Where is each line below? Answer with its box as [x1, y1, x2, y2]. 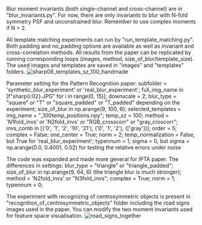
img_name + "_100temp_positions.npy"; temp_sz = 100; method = [6, 112, 169, 119]
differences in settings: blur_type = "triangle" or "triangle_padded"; [6, 162, 174, 169]
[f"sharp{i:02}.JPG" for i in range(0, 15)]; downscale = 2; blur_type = [6, 93, 177, 100]
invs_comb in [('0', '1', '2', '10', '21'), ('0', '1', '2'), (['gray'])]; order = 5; [6, 125, 177, 132]
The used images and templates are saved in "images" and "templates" [6, 62, 184, 69]
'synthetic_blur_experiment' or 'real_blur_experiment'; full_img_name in [6, 86, 184, 93]
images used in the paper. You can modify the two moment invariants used [6, 206, 193, 213]
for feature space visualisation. [6, 212, 83, 219]
